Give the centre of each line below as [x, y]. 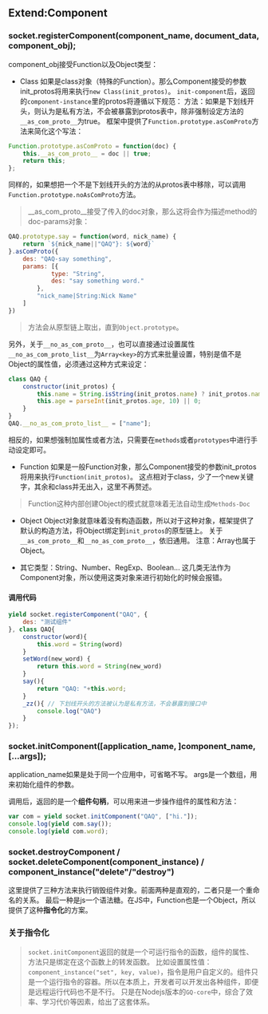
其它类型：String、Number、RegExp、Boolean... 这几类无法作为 [125, 567]
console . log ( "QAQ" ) [69, 711]
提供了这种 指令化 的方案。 [50, 910]
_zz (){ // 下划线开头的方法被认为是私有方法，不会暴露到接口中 [115, 704]
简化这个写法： [59, 131]
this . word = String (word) [80, 644]
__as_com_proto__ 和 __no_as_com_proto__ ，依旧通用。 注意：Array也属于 [138, 540]
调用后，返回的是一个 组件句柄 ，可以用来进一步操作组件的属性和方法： [124, 802]
